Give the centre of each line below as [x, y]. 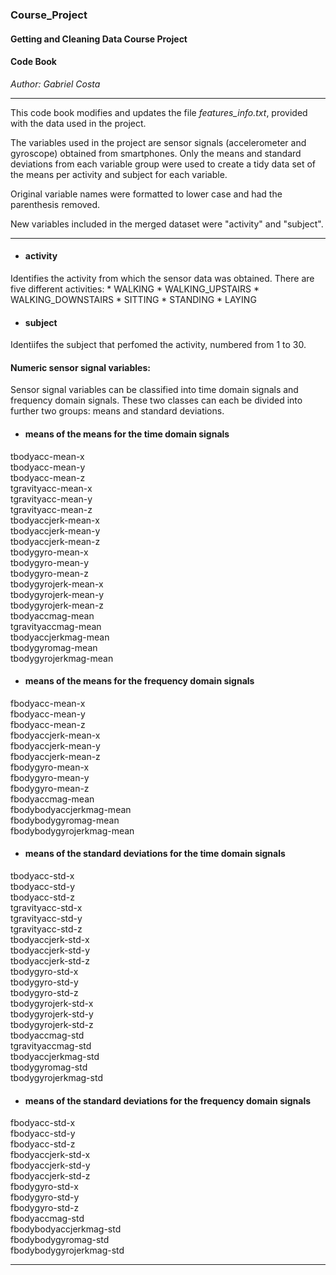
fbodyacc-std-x [43, 1123]
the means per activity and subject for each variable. [119, 174]
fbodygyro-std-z [45, 1208]
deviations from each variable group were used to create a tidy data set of [163, 164]
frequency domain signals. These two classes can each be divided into [156, 400]
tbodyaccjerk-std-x [50, 939]
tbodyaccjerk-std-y [50, 950]
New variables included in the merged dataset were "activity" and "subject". [167, 224]
